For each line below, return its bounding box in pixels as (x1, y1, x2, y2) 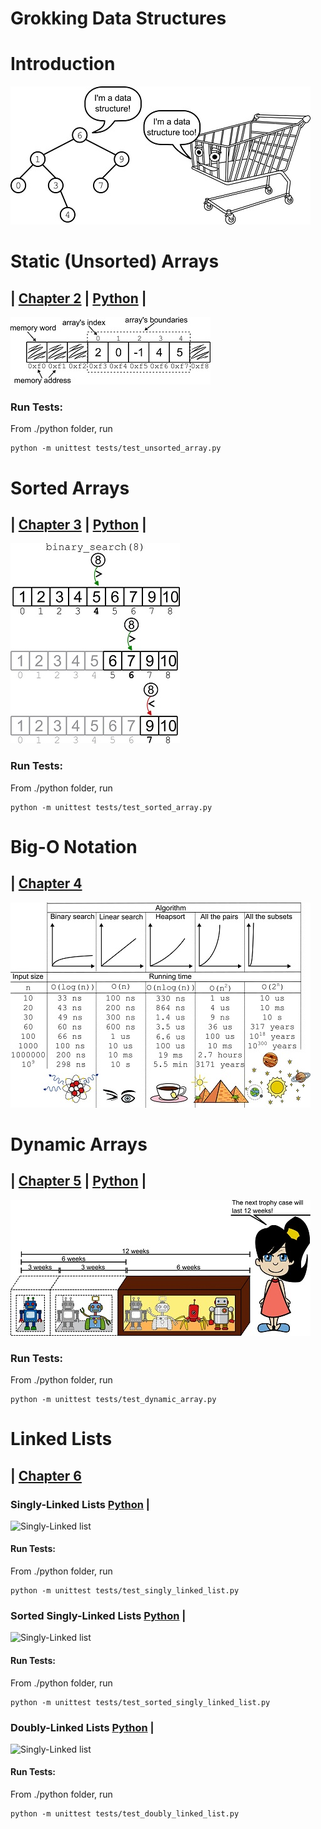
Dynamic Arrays (10, 1133, 148, 1156)
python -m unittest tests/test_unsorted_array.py (10, 443, 222, 454)
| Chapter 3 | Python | (10, 517, 147, 533)
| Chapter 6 (10, 1467, 82, 1484)
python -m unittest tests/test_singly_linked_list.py (10, 1586, 240, 1596)
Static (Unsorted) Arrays (10, 250, 220, 273)
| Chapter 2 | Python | (10, 290, 147, 307)
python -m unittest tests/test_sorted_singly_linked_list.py (10, 1697, 271, 1707)
